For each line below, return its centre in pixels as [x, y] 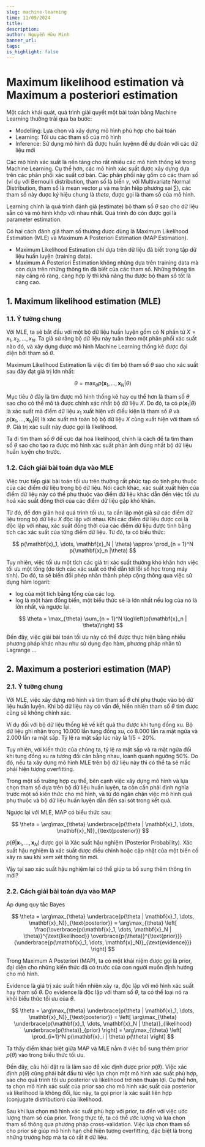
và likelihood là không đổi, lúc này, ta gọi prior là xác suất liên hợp [89, 1093]
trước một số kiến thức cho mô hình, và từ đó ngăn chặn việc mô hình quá [99, 794]
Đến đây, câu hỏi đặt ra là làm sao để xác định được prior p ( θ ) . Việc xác [97, 1067]
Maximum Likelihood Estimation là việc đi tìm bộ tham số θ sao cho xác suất [102, 365]
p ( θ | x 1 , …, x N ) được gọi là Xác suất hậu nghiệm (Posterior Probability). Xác [99, 844]
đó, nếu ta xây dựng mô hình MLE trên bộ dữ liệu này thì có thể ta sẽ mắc [99, 762]
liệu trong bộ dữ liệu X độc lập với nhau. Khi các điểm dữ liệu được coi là [97, 519]
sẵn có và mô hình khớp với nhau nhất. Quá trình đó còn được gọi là [91, 212]
